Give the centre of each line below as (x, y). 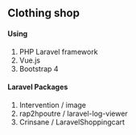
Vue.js (30, 60)
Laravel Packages (38, 87)
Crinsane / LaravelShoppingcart (72, 122)
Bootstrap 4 (39, 68)
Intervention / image (52, 104)
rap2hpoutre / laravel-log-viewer (73, 113)
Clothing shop (43, 13)
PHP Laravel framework (58, 51)
